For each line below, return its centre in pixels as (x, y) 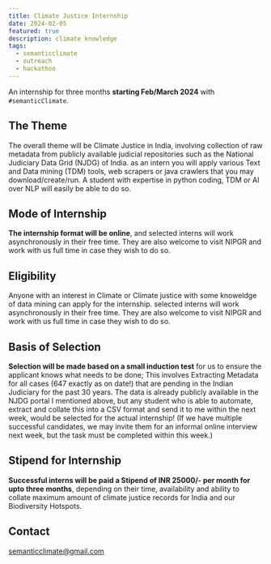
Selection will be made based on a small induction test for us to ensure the (135, 366)
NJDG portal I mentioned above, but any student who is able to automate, (131, 401)
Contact (29, 532)
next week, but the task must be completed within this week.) (110, 435)
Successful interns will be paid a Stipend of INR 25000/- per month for (129, 480)
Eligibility (32, 276)
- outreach (34, 62)
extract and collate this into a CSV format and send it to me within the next (132, 409)
